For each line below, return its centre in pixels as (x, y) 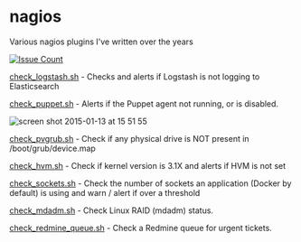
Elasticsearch (34, 86)
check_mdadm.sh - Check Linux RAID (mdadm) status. (112, 210)
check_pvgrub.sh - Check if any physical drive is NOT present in (130, 138)
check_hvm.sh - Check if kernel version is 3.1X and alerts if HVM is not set (148, 165)
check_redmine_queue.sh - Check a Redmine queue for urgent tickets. (141, 228)
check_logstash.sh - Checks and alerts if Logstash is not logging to (135, 76)
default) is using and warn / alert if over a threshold (105, 192)
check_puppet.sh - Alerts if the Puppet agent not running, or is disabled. (144, 103)
